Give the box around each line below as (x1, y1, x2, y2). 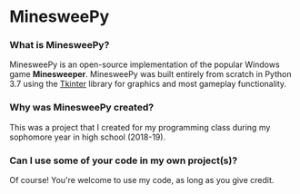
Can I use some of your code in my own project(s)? (9, 154, 238, 167)
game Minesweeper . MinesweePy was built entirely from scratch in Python (9, 69, 292, 80)
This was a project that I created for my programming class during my (9, 121, 271, 132)
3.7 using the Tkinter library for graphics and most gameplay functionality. (9, 79, 287, 90)
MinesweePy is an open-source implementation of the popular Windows (9, 59, 280, 70)
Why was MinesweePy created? (9, 102, 155, 114)
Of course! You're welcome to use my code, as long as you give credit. (9, 175, 275, 186)
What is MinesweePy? (9, 39, 110, 52)
